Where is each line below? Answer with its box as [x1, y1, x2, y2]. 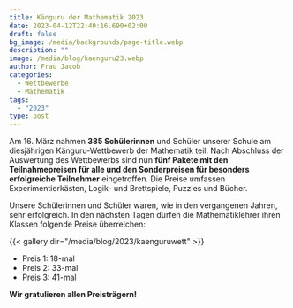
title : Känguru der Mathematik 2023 [9, 12, 144, 22]
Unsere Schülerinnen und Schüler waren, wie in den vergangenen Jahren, [9, 200, 278, 211]
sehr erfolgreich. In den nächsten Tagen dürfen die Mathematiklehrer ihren [9, 210, 281, 220]
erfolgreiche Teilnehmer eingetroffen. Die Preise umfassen [9, 173, 226, 184]
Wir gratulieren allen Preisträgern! [9, 289, 138, 300]
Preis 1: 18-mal [21, 253, 75, 264]
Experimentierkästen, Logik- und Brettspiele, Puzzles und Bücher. [9, 183, 248, 194]
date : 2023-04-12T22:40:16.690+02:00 [9, 21, 148, 30]
